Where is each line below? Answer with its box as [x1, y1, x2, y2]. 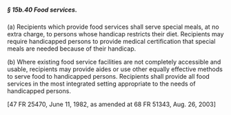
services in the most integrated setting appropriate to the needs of [7, 79, 196, 88]
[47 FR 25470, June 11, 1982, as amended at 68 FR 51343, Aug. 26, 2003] [7, 100, 216, 108]
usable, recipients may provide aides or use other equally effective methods [7, 65, 223, 73]
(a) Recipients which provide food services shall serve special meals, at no [7, 23, 219, 31]
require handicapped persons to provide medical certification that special [7, 37, 216, 45]
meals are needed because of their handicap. [7, 44, 137, 53]
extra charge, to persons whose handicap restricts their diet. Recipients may [7, 29, 224, 38]
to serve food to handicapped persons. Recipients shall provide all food [7, 72, 210, 80]
